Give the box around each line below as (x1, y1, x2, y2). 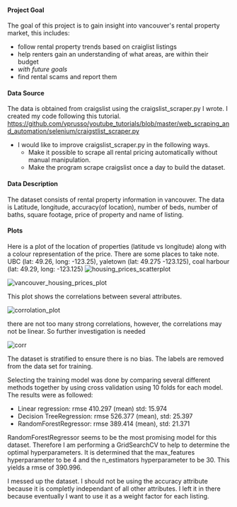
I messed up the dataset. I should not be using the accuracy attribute (7, 477, 209, 485)
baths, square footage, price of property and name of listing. (7, 210, 184, 218)
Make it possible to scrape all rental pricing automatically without (28, 148, 218, 157)
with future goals (17, 65, 68, 74)
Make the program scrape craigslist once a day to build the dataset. (28, 163, 226, 172)
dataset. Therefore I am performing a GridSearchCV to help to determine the (7, 441, 230, 449)
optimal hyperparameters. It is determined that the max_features (7, 448, 195, 456)
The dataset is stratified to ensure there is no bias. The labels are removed (7, 354, 224, 363)
